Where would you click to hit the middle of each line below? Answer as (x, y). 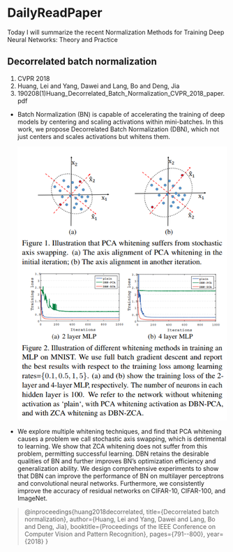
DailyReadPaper (55, 13)
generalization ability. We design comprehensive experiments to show (118, 469)
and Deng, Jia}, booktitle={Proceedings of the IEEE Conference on (120, 527)
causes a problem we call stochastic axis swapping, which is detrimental (122, 439)
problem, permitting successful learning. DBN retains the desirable (113, 454)
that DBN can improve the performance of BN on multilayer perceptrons (121, 476)
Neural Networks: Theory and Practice (63, 39)
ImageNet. (32, 498)
